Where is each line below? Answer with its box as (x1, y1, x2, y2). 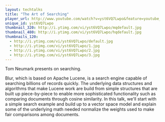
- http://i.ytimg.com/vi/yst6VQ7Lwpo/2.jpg (9, 48, 100, 53)
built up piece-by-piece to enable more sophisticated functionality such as (5, 91, 156, 97)
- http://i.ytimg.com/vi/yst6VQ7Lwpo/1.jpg (9, 43, 100, 48)
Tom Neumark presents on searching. (5, 66, 82, 72)
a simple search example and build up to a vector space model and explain (5, 101, 156, 107)
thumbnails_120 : (5, 35, 38, 40)
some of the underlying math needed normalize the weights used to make (5, 106, 155, 112)
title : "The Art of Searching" (5, 12, 69, 17)
